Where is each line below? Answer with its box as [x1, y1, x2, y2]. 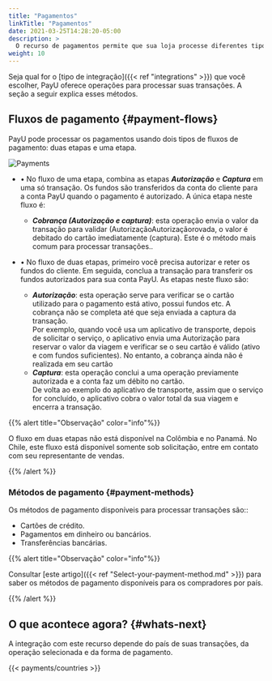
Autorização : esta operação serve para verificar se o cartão [32, 289, 235, 300]
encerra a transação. [32, 402, 103, 412]
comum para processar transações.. [32, 241, 154, 251]
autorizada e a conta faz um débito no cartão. [32, 376, 185, 386]
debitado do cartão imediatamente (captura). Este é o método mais [32, 233, 257, 242]
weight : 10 [8, 49, 45, 58]
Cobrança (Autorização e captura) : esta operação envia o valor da [32, 216, 259, 225]
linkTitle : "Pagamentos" [8, 19, 92, 28]
